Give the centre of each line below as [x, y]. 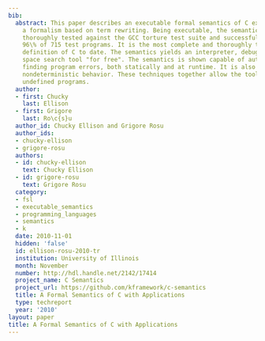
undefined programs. [56, 81]
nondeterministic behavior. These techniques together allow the [132, 74]
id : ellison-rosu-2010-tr [58, 251]
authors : [30, 155]
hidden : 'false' [42, 244]
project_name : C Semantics [60, 280]
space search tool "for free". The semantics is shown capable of [134, 60]
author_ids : [35, 133]
